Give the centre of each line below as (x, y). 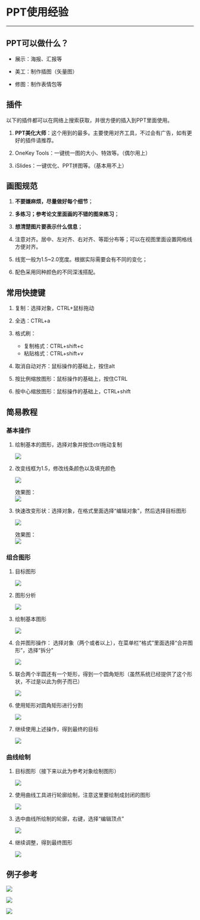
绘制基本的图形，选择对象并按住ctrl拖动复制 (68, 445)
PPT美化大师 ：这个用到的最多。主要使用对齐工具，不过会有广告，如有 (101, 133)
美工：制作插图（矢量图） (46, 71)
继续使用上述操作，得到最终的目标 (57, 729)
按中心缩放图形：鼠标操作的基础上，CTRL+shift (73, 392)
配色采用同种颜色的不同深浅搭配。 (57, 272)
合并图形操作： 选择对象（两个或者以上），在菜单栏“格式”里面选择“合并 (101, 643)
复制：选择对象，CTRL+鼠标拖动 (54, 308)
